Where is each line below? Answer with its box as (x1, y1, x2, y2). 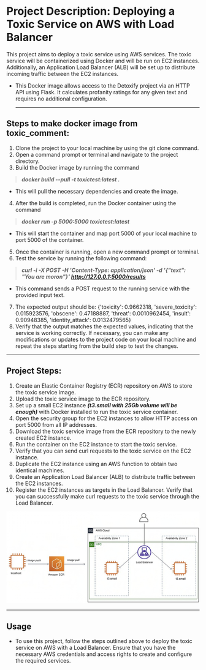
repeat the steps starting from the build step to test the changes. (15, 342, 179, 350)
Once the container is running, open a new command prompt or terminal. (15, 248, 200, 255)
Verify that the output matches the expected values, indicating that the (15, 323, 194, 330)
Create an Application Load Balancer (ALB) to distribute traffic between (15, 473, 196, 480)
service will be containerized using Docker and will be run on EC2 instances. (6, 57, 200, 64)
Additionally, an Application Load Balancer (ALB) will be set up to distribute (6, 63, 196, 71)
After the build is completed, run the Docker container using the (15, 199, 177, 206)
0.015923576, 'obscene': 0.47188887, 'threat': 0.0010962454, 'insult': (15, 309, 191, 317)
